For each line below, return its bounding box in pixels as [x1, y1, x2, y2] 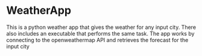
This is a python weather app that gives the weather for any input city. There [6, 23, 197, 31]
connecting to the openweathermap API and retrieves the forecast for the [6, 36, 189, 43]
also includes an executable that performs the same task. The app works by [6, 30, 195, 37]
